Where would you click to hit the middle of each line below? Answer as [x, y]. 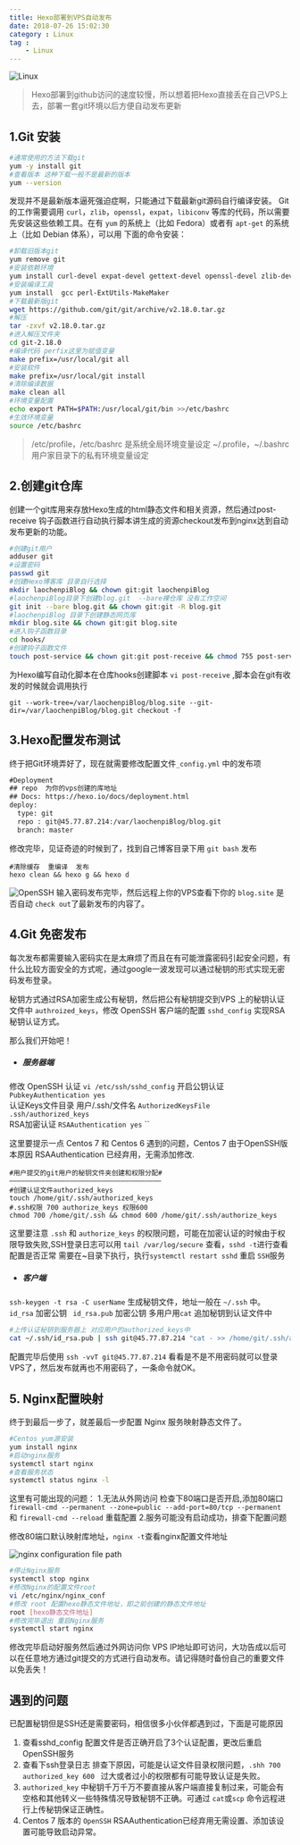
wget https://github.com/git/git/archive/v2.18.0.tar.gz [117, 309]
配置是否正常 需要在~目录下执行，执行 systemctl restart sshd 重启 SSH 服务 [147, 1255]
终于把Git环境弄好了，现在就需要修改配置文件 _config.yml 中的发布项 [135, 763]
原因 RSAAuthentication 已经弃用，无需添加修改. [105, 1154]
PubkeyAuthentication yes [57, 1095]
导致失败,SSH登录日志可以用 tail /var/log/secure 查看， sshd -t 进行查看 [152, 1245]
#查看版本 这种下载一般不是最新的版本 [70, 174]
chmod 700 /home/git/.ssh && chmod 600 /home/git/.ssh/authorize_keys [143, 1216]
